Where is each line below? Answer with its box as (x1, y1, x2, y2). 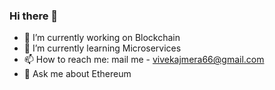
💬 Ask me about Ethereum (23, 68, 132, 80)
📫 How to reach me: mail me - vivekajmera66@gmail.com (23, 54, 265, 66)
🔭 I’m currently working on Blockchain (23, 32, 181, 44)
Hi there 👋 (9, 9, 59, 23)
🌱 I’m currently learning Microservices (23, 42, 182, 54)
